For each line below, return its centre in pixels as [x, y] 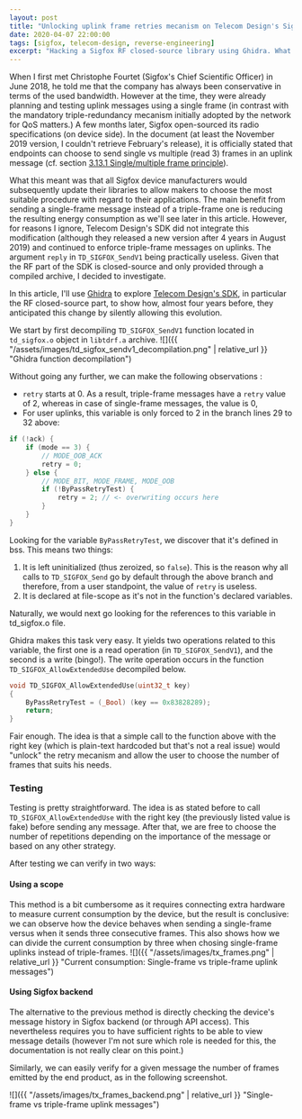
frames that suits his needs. [61, 765]
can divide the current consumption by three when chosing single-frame [144, 942]
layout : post [34, 18]
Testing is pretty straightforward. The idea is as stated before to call [135, 808]
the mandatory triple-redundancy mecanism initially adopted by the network [151, 115]
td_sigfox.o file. [37, 623]
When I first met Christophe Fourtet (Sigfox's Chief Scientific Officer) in [141, 77]
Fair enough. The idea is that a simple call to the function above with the [143, 736]
